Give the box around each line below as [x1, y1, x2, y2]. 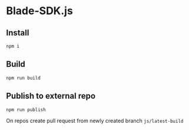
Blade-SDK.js [6, 4, 74, 18]
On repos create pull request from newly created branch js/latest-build [6, 117, 184, 124]
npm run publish [6, 106, 46, 113]
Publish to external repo [6, 91, 96, 101]
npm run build [6, 75, 41, 81]
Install [6, 28, 29, 38]
